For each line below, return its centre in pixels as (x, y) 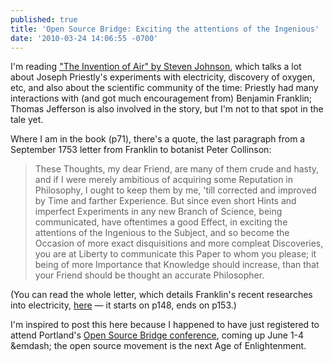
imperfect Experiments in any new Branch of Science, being (158, 212)
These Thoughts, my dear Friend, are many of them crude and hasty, (177, 169)
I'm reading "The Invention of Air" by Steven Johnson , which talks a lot (156, 67)
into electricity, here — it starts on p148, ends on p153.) (123, 305)
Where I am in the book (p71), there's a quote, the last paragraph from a (158, 139)
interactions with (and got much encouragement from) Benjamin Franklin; (161, 98)
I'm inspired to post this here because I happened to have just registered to (165, 325)
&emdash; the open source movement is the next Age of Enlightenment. (158, 346)
